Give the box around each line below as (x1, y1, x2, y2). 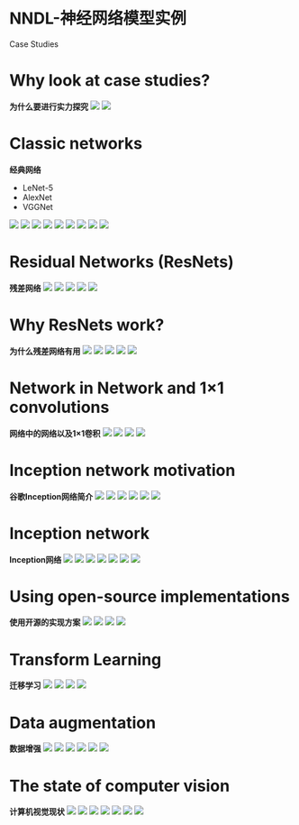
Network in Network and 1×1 (9, 378, 225, 398)
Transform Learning (9, 649, 162, 670)
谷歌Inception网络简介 (9, 490, 94, 501)
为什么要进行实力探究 (9, 101, 88, 112)
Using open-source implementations (9, 586, 290, 607)
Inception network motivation (9, 460, 236, 481)
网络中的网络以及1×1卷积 (9, 427, 101, 438)
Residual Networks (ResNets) (9, 252, 234, 271)
